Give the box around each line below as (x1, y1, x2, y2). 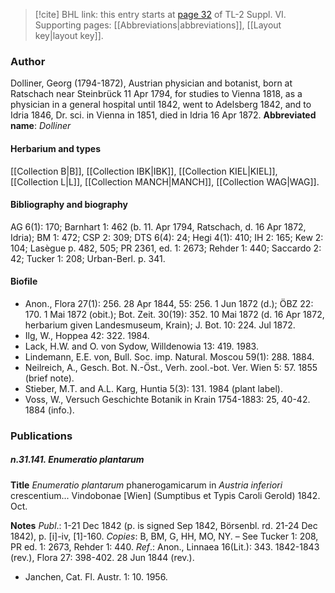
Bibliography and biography (10, 199, 128, 211)
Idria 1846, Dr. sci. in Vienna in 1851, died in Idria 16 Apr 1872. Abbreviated (10, 109, 317, 121)
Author (10, 54, 46, 68)
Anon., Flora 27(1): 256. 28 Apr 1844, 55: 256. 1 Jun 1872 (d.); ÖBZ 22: (24, 297, 314, 309)
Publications (10, 429, 73, 443)
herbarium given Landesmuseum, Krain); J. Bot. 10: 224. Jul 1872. (24, 319, 296, 331)
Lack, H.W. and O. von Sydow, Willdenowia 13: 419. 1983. (24, 340, 259, 352)
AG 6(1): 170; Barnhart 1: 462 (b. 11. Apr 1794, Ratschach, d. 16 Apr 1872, (10, 220, 307, 233)
